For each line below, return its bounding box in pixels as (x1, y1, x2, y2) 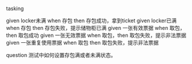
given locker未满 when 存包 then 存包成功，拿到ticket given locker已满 (6, 17, 177, 24)
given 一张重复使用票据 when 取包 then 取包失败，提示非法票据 (6, 39, 159, 46)
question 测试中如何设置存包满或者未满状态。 (6, 52, 116, 58)
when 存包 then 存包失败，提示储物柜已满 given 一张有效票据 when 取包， (6, 25, 186, 31)
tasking (6, 5, 24, 12)
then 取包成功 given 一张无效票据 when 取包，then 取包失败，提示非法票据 (6, 32, 187, 39)
